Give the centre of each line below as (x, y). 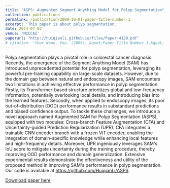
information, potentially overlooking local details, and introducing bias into (82, 95)
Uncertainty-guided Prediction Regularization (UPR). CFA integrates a (78, 127)
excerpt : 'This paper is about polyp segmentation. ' (63, 24)
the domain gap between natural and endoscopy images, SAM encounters (83, 79)
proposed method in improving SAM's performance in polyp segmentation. (83, 165)
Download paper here (28, 180)
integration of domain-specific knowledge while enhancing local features (82, 138)
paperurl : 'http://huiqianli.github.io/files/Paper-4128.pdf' (72, 39)
